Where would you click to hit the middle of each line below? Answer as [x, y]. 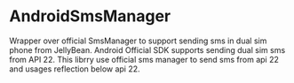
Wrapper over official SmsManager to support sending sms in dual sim [138, 41]
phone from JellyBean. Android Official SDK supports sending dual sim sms [147, 49]
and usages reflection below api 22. [75, 69]
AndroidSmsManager [90, 16]
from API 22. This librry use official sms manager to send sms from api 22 [144, 59]
